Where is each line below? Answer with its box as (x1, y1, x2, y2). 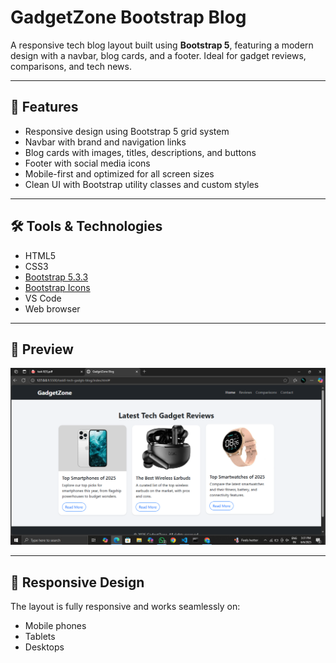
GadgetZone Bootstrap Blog (10, 6, 247, 29)
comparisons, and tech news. (10, 60, 132, 72)
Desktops (24, 641, 65, 653)
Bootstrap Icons (24, 281, 91, 293)
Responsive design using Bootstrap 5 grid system (24, 125, 230, 137)
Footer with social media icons (24, 157, 151, 169)
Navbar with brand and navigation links (24, 136, 187, 148)
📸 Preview (10, 341, 74, 358)
